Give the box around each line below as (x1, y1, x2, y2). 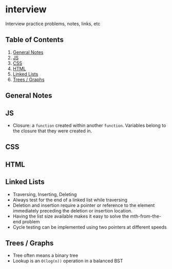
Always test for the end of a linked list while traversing (12, 197, 127, 203)
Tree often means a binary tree (12, 253, 79, 259)
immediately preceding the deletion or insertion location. (12, 207, 132, 214)
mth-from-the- (130, 213, 162, 219)
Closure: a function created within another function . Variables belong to (12, 122, 166, 128)
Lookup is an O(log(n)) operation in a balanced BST (12, 258, 123, 264)
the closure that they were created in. (12, 127, 92, 134)
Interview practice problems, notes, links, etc (5, 21, 101, 27)
